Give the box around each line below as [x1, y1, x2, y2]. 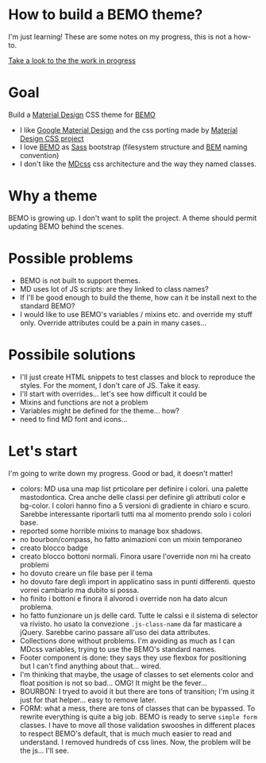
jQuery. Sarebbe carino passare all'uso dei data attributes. [19, 627, 210, 637]
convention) [19, 150, 60, 160]
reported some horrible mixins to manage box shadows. [19, 526, 203, 536]
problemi [19, 560, 49, 569]
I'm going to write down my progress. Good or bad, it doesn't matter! [8, 468, 233, 478]
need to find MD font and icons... [19, 414, 128, 424]
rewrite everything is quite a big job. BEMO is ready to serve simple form [19, 711, 258, 721]
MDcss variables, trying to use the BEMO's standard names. [19, 644, 217, 653]
